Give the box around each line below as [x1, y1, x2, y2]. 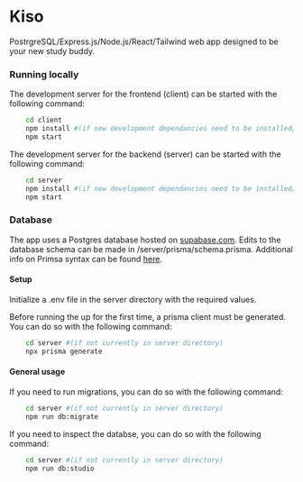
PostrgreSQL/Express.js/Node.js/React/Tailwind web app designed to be [9, 36, 279, 47]
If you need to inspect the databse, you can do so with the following [9, 428, 262, 439]
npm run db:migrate [25, 412, 99, 421]
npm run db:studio [25, 464, 95, 473]
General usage [9, 367, 66, 377]
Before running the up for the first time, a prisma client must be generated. [9, 311, 287, 322]
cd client [25, 115, 63, 125]
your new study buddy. [9, 45, 96, 56]
